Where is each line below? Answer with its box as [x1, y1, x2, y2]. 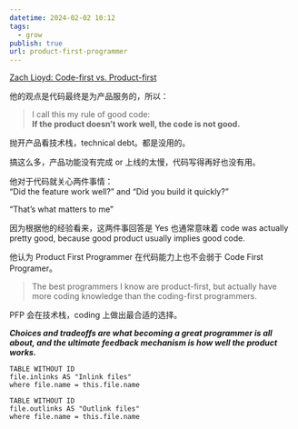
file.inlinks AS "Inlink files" [9, 373, 132, 382]
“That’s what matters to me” [9, 204, 114, 214]
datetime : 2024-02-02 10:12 [9, 13, 116, 23]
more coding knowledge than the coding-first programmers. [31, 291, 257, 302]
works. [9, 347, 36, 358]
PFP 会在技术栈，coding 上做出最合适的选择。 [9, 310, 183, 321]
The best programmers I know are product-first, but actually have [31, 281, 277, 292]
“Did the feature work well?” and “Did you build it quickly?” [9, 186, 229, 197]
